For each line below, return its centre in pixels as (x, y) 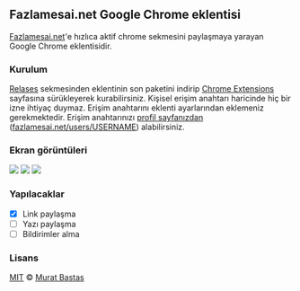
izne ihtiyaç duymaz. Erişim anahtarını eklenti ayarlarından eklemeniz (137, 108)
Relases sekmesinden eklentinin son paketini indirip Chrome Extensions (142, 89)
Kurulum (28, 69)
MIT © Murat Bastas (47, 278)
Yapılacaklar (37, 194)
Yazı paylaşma (49, 224)
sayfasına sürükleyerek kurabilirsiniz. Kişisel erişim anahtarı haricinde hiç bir (150, 99)
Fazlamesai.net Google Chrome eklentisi (125, 15)
